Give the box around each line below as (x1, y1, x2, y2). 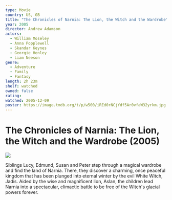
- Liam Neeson (10, 55, 40, 60)
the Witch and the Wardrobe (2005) (5, 136, 160, 147)
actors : (5, 31, 22, 36)
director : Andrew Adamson (5, 27, 60, 32)
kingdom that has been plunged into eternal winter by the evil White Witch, (5, 173, 163, 179)
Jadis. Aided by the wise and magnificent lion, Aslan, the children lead (5, 179, 154, 185)
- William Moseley (10, 36, 50, 41)
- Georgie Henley (10, 50, 47, 55)
